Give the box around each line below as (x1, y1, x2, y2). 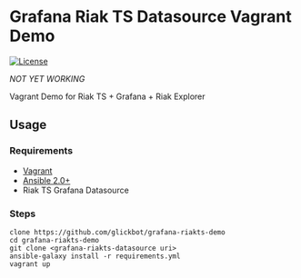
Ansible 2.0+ (22, 174, 71, 185)
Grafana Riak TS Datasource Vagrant (9, 6, 293, 27)
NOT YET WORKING (9, 73, 85, 84)
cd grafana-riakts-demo (9, 235, 100, 244)
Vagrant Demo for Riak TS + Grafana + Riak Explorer (9, 91, 206, 102)
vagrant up (9, 259, 51, 269)
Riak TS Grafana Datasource (22, 184, 129, 195)
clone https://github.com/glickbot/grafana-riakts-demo (9, 227, 226, 237)
